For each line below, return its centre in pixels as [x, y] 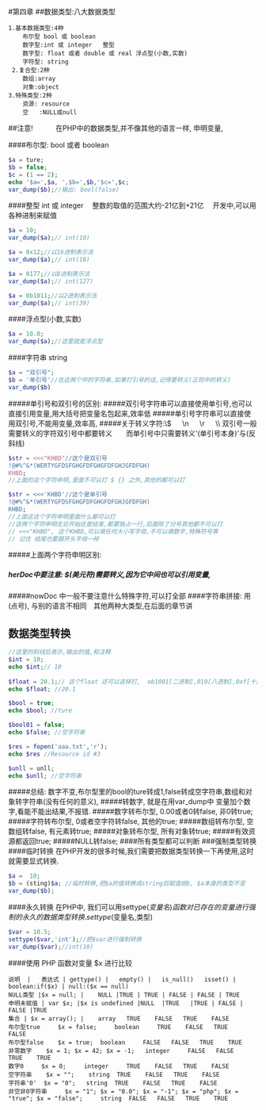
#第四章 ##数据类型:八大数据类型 [62, 11]
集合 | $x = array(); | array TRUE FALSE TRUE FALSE [119, 1018]
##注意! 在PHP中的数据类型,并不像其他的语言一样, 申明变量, [116, 128]
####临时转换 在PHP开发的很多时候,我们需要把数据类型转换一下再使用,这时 [131, 852]
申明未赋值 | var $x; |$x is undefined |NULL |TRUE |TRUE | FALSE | [126, 1003]
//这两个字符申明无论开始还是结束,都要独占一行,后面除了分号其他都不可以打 [116, 524]
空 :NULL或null [50, 113]
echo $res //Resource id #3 [55, 754]
